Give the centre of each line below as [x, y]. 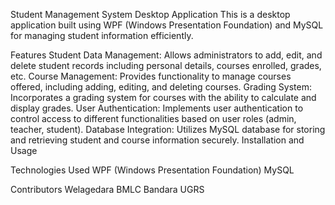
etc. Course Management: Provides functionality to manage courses [151, 76]
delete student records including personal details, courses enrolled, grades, [166, 65]
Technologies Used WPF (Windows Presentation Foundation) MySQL [152, 170]
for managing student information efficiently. [102, 35]
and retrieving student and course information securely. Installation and [157, 140]
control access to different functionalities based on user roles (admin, [153, 118]
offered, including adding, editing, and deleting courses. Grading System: [161, 87]
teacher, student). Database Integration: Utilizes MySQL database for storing [168, 129]
